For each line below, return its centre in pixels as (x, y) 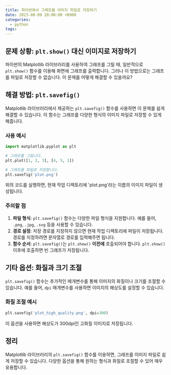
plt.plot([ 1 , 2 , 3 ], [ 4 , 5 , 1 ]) (40, 160)
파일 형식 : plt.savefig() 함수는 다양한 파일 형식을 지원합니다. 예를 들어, (84, 218)
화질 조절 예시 (21, 302)
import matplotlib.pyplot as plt (41, 147)
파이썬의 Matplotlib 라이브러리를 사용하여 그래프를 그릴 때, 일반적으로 (74, 64)
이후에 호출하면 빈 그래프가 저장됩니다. (51, 250)
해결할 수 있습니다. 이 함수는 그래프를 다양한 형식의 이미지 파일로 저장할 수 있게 (83, 114)
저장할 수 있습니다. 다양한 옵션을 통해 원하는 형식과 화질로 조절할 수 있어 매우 (87, 361)
